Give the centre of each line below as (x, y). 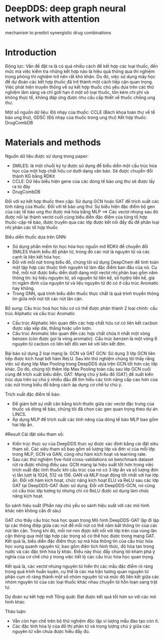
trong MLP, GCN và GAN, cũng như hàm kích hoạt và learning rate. (79, 454)
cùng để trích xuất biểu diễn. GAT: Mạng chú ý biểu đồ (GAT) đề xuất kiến (79, 374)
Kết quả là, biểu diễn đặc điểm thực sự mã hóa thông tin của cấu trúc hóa (79, 541)
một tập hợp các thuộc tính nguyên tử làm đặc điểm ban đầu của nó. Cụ (85, 267)
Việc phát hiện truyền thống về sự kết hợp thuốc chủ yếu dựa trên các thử (80, 87)
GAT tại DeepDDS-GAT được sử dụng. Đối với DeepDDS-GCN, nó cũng (83, 485)
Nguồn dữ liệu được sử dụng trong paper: (47, 156)
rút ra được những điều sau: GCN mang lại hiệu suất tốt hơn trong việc (83, 465)
